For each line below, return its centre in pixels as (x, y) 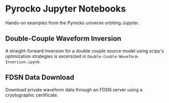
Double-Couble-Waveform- (114, 57)
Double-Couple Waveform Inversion (63, 39)
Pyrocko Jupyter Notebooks (66, 9)
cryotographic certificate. (32, 95)
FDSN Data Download (40, 78)
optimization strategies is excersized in (46, 56)
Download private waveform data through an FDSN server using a (74, 89)
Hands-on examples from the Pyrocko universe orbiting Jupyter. (72, 23)
